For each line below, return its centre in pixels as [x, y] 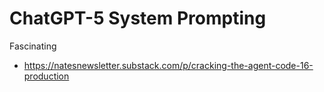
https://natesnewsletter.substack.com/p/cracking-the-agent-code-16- [168, 65]
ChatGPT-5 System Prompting [138, 18]
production [46, 76]
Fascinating [33, 46]
